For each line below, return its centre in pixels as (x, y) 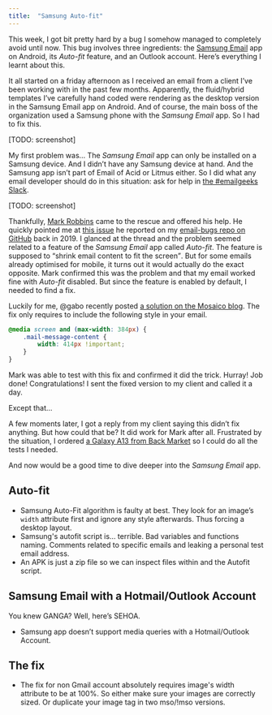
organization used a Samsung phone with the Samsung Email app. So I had (134, 115)
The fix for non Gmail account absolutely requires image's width (127, 685)
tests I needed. (33, 450)
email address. (45, 553)
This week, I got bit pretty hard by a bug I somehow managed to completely (135, 39)
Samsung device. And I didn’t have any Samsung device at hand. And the (131, 164)
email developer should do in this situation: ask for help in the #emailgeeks (133, 181)
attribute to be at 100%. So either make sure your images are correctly (138, 694)
